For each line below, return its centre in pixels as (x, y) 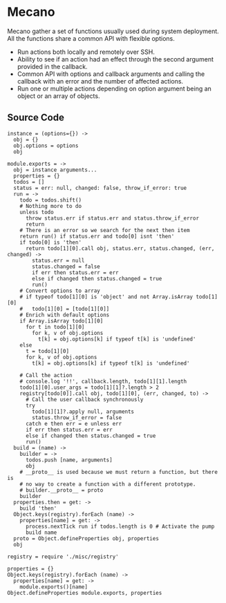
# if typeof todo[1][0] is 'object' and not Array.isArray (106, 297)
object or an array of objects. (58, 96)
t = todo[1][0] (47, 351)
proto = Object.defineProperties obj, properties (86, 538)
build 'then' (38, 508)
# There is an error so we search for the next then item (105, 230)
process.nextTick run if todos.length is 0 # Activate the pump (120, 526)
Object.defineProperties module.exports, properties (85, 593)
